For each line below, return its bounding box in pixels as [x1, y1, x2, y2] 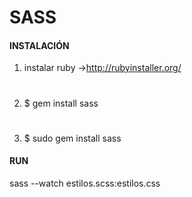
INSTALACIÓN [9, 39, 70, 51]
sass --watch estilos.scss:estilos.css [9, 177, 161, 189]
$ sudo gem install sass [23, 132, 122, 144]
